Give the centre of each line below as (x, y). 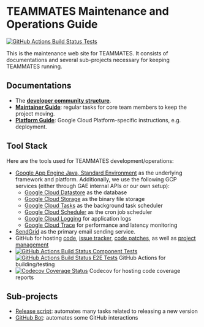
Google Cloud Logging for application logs (78, 218)
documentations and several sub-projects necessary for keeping (88, 60)
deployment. (31, 127)
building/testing (35, 264)
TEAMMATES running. (34, 66)
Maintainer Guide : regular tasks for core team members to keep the (101, 107)
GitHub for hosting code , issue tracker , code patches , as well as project (105, 238)
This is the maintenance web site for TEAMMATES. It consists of (87, 53)
